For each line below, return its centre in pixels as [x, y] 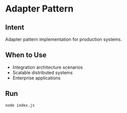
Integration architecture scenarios [48, 67]
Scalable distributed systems [43, 72]
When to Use [26, 55]
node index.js [20, 105]
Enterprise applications [37, 78]
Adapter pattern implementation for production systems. [64, 39]
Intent [15, 27]
